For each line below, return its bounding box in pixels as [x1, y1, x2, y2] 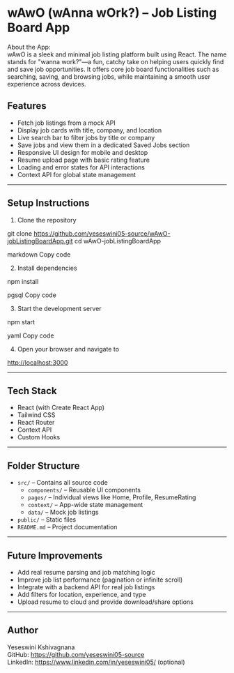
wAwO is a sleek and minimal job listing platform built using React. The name [7, 50, 227, 59]
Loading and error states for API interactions [17, 162, 145, 172]
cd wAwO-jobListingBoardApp [74, 236, 162, 245]
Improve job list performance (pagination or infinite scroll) [17, 575, 183, 584]
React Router [17, 418, 55, 427]
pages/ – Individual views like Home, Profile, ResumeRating [27, 493, 196, 501]
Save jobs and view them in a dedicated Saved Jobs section [17, 141, 190, 149]
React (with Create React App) [17, 403, 105, 412]
